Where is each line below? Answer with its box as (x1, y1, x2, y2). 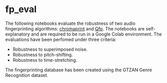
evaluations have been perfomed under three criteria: (5, 36, 116, 43)
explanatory (5, 31, 30, 37)
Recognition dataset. (5, 72, 49, 78)
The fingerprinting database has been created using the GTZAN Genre (5, 67, 152, 73)
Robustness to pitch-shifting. (12, 52, 73, 58)
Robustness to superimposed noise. (12, 46, 88, 52)
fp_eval (5, 4, 37, 15)
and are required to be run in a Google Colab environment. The (31, 31, 162, 37)
